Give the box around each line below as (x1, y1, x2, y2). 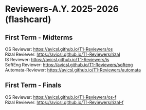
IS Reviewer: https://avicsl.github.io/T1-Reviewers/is (5, 57, 109, 62)
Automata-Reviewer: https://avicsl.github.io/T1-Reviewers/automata (5, 67, 141, 73)
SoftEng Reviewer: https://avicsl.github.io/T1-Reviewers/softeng (5, 62, 133, 67)
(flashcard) (5, 14, 52, 25)
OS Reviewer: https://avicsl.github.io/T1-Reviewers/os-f (5, 94, 117, 100)
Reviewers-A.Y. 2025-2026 (5, 3, 119, 15)
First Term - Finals (5, 81, 62, 89)
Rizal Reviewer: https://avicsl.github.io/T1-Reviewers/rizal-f (5, 99, 124, 105)
